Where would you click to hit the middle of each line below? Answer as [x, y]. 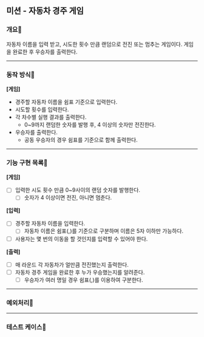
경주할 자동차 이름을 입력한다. [50, 223]
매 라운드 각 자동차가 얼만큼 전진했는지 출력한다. [72, 264]
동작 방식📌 [21, 75]
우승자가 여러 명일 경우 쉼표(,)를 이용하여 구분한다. [83, 280]
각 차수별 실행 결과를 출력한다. [51, 117]
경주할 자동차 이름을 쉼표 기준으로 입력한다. [66, 101]
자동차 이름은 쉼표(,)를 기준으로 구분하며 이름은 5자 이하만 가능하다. [104, 231]
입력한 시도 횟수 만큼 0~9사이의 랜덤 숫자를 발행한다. [78, 190]
